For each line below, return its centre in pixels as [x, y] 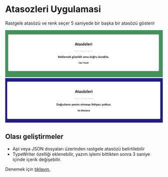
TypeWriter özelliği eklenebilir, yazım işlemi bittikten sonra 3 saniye [81, 154]
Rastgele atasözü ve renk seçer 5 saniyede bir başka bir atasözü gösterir [80, 23]
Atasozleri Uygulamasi [53, 9]
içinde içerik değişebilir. [37, 159]
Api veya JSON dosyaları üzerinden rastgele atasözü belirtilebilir [78, 148]
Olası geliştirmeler [34, 137]
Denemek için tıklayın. [28, 169]
